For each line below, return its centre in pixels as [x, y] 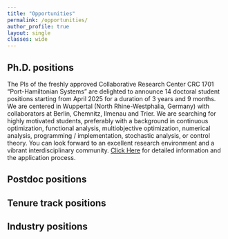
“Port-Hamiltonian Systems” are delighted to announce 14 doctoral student [113, 91]
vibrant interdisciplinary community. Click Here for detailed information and [114, 150]
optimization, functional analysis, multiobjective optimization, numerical [109, 128]
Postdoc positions [47, 180]
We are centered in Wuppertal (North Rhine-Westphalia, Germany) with [108, 106]
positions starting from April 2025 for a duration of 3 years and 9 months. [112, 98]
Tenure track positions [57, 203]
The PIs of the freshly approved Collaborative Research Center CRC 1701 [111, 84]
